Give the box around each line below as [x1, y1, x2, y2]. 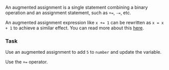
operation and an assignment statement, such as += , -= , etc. [5, 10, 131, 16]
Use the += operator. [5, 59, 48, 65]
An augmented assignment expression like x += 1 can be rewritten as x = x [5, 20, 164, 25]
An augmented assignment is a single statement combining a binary [5, 5, 148, 10]
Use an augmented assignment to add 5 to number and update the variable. [5, 49, 162, 55]
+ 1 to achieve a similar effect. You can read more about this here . [5, 25, 144, 31]
